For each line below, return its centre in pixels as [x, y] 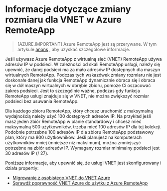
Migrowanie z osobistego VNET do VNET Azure [61, 178]
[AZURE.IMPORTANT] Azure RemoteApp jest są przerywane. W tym [87, 44]
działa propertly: [22, 168]
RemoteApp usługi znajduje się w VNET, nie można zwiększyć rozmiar [77, 96]
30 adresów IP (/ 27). [27, 153]
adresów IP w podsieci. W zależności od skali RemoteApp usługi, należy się [83, 64]
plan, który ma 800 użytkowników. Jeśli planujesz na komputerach [74, 137]
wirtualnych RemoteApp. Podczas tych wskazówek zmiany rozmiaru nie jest [83, 75]
